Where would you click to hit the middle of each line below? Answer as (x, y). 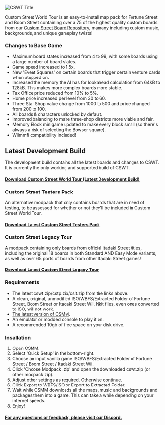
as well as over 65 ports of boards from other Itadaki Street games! (73, 258)
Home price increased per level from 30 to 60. (59, 98)
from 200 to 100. (29, 109)
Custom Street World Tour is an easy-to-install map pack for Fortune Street (81, 17)
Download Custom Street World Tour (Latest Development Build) (73, 179)
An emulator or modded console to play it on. (58, 319)
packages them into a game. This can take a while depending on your (83, 395)
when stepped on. (31, 77)
